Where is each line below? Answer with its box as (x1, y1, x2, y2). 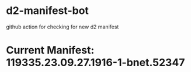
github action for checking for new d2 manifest (6, 23, 119, 30)
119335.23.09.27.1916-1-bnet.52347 (6, 56, 185, 69)
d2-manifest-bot (6, 4, 89, 17)
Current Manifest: (6, 44, 95, 57)
